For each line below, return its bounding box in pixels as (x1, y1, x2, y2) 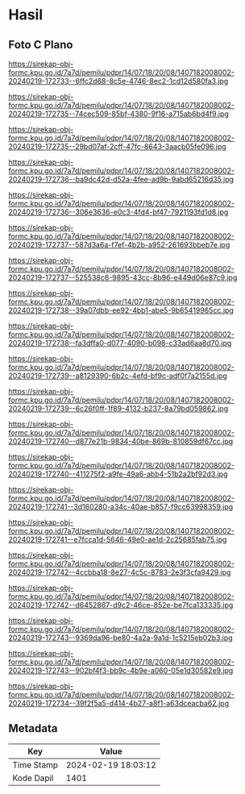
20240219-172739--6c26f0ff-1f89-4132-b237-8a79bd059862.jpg (8, 404, 229, 413)
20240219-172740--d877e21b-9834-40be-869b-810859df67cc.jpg (8, 437, 234, 446)
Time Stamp (12, 759, 59, 771)
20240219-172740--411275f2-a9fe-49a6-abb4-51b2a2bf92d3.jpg (8, 469, 228, 479)
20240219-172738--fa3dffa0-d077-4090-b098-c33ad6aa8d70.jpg (8, 339, 232, 347)
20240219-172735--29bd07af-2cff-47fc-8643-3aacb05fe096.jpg (8, 142, 227, 151)
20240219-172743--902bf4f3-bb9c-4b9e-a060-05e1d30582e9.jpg (8, 666, 234, 675)
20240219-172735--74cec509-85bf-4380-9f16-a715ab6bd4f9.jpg (8, 109, 230, 118)
